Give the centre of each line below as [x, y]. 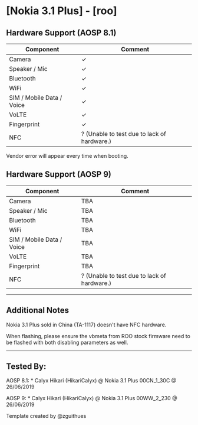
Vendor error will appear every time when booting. [67, 156]
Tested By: [26, 367]
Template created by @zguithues [46, 416]
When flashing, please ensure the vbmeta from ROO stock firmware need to [98, 336]
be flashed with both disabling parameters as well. [67, 342]
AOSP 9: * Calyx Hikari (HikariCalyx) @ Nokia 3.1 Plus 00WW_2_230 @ [92, 398]
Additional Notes [38, 311]
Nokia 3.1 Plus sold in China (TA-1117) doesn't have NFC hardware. [86, 325]
